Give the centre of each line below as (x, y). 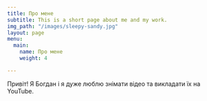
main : (21, 45)
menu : (15, 39)
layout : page (26, 33)
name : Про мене (41, 52)
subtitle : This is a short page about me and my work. (87, 20)
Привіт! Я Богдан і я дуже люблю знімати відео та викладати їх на (104, 84)
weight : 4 (34, 58)
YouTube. (21, 91)
